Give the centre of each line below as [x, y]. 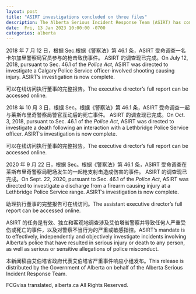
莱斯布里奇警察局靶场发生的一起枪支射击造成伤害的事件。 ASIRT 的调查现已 [97, 172]
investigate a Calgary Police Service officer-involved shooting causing [90, 71]
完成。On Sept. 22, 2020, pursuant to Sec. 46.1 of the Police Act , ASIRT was [97, 179]
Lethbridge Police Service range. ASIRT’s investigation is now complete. [92, 192]
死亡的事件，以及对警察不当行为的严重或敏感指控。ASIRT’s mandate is [101, 230]
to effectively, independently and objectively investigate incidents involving [96, 237]
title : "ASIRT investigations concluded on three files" [77, 17]
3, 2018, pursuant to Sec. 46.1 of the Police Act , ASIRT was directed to [90, 122]
